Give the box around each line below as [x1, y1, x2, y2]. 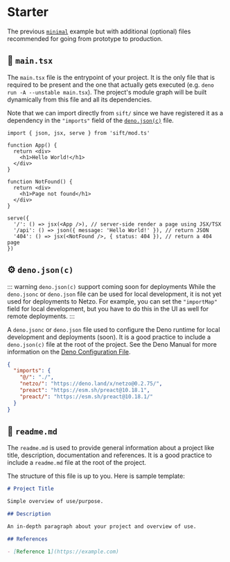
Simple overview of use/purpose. [7, 498, 104, 505]
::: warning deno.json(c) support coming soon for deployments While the [7, 282, 216, 290]
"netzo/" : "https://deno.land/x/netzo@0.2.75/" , [19, 380, 163, 388]
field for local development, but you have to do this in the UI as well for [7, 304, 209, 313]
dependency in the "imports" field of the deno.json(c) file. [7, 116, 175, 124]
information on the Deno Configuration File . [7, 347, 131, 356]
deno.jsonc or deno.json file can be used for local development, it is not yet [7, 290, 222, 298]
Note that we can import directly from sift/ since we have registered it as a [7, 108, 224, 117]
